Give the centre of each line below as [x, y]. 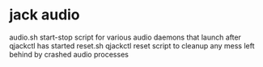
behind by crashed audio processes [69, 54]
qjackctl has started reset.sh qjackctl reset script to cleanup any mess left [132, 45]
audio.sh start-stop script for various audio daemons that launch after [125, 37]
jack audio [45, 15]
